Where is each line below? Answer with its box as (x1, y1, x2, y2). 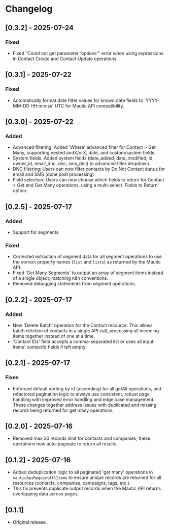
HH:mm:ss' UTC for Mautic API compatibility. (30, 102, 124, 109)
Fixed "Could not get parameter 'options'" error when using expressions (12, 50, 164, 56)
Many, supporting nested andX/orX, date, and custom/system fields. (12, 150, 156, 156)
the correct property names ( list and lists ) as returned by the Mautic (12, 259, 161, 265)
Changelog (5, 3, 53, 15)
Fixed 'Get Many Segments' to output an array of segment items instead (12, 270, 163, 276)
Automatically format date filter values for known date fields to (12, 97, 144, 103)
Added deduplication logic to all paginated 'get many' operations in (12, 469, 153, 475)
